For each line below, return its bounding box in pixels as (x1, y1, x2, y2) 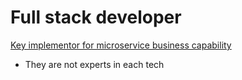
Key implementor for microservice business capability (10, 39, 232, 51)
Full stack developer (10, 6, 182, 29)
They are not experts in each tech (24, 58, 165, 70)
